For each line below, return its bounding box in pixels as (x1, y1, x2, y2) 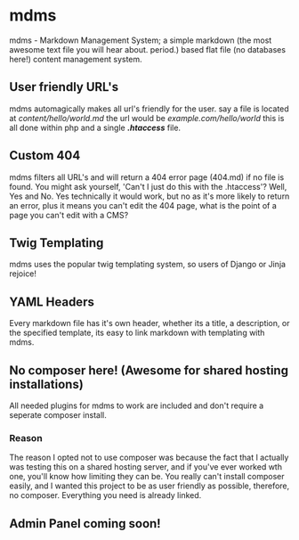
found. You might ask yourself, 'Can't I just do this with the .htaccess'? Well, (9, 181, 287, 192)
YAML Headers (9, 294, 95, 309)
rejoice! (9, 268, 37, 279)
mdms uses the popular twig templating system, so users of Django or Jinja (9, 259, 287, 270)
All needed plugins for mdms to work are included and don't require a (9, 400, 264, 411)
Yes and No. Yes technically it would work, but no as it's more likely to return (9, 191, 290, 201)
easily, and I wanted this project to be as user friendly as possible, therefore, (9, 480, 290, 491)
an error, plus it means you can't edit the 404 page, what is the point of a (9, 200, 278, 210)
